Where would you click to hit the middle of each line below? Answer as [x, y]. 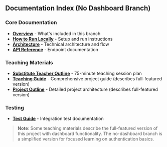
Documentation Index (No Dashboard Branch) [78, 8]
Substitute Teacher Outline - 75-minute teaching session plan [77, 73]
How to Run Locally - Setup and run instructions [62, 39]
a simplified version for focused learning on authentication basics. [86, 139]
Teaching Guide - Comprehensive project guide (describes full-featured [87, 79]
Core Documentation [31, 23]
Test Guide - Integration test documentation [58, 119]
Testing [15, 107]
